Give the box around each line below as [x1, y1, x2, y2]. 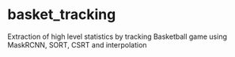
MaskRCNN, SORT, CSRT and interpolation [7, 40, 147, 49]
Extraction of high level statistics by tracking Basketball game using [7, 32, 227, 41]
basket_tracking [7, 6, 116, 24]
